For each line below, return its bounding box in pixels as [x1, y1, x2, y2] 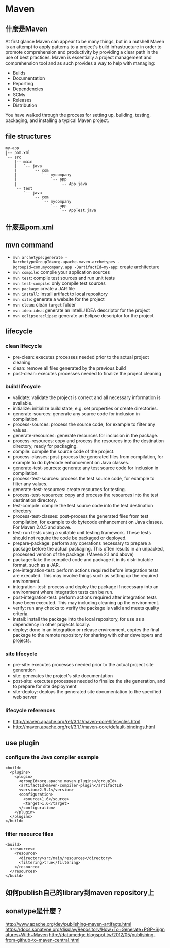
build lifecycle [5, 383, 41, 390]
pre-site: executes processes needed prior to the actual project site [12, 662, 154, 668]
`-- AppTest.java [59, 208, 96, 213]
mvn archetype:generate [12, 255, 63, 260]
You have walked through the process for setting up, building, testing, [5, 112, 151, 118]
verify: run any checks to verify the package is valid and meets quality [12, 605, 160, 611]
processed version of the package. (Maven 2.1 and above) [12, 551, 134, 557]
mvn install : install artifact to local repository [12, 291, 108, 297]
